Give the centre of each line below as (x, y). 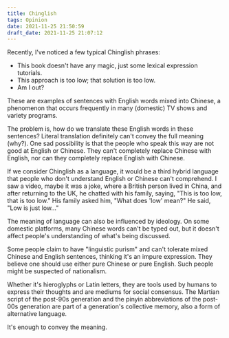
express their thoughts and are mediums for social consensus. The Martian (113, 292)
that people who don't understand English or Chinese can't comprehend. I (112, 179)
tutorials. (30, 73)
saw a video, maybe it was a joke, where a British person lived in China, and (115, 186)
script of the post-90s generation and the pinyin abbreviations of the (104, 299)
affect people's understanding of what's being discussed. (89, 236)
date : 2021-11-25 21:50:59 (46, 26)
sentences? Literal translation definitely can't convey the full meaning (106, 136)
